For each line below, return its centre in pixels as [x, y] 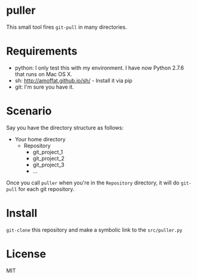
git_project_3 [48, 165]
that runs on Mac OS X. [44, 74]
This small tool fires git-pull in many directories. [67, 27]
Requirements [42, 51]
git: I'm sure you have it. [44, 87]
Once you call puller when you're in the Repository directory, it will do [93, 183]
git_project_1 [48, 152]
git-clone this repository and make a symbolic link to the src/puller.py [94, 230]
